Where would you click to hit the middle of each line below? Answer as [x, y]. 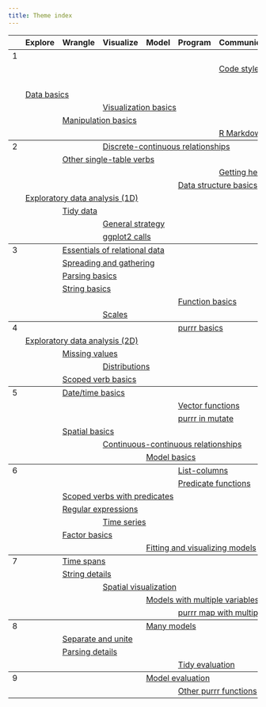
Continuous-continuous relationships [172, 444]
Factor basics [87, 534]
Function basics [207, 301]
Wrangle [78, 42]
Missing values [90, 353]
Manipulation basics [99, 120]
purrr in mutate [205, 418]
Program [194, 42]
